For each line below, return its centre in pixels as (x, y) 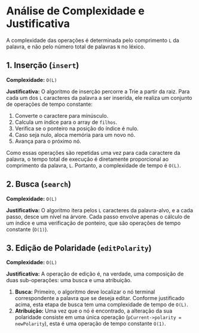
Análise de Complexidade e (75, 11)
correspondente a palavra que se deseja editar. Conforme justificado (99, 298)
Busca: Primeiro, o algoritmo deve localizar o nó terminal (85, 292)
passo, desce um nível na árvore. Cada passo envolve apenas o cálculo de (98, 216)
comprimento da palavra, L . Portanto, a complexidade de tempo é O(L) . (94, 165)
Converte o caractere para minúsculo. (62, 115)
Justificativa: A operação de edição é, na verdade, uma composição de (95, 274)
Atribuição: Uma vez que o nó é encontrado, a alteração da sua (94, 311)
